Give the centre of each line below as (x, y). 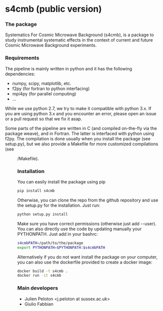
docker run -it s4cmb (39, 276)
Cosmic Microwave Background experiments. (51, 45)
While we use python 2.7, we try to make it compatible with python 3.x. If (78, 108)
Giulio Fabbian (39, 304)
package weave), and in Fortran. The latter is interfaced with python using (80, 133)
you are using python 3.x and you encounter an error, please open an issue (81, 113)
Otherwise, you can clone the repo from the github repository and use (88, 200)
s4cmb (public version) (53, 9)
